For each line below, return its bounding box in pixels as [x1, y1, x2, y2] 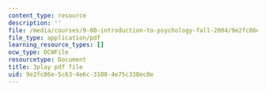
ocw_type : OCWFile [8, 48, 69, 56]
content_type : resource [8, 11, 87, 20]
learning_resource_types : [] [8, 41, 104, 49]
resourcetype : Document [8, 56, 87, 64]
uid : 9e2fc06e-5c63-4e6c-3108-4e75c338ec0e [8, 70, 154, 78]
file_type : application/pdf [8, 33, 101, 42]
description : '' [8, 19, 62, 27]
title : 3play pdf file [8, 63, 83, 71]
